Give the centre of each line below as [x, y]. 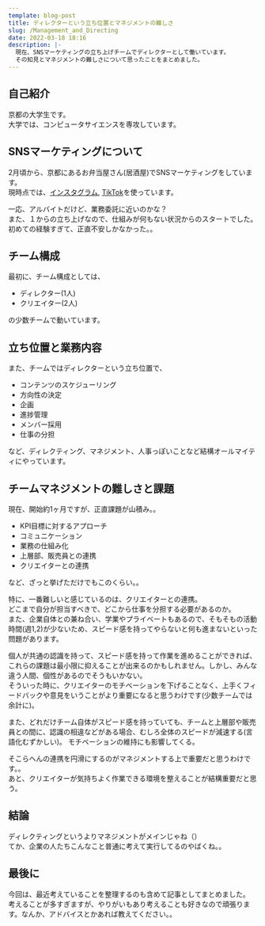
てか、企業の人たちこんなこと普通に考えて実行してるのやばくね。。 [117, 846]
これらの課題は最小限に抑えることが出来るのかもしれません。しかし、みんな [133, 665]
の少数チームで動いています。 [56, 320]
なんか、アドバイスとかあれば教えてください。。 [98, 914]
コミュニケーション [51, 535]
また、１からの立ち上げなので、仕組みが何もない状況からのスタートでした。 [133, 219]
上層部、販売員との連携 [58, 555]
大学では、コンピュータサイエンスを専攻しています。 [94, 124]
